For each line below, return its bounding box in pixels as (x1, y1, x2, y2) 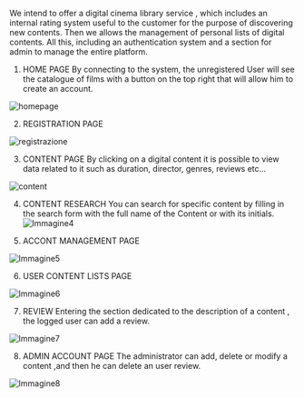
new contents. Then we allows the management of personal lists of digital (9, 27, 285, 37)
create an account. (22, 84, 93, 94)
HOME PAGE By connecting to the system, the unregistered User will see (22, 64, 295, 75)
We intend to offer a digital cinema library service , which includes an (9, 8, 268, 18)
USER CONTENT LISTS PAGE (22, 271, 132, 281)
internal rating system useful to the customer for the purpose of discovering (9, 17, 293, 28)
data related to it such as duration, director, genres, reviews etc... (22, 164, 267, 174)
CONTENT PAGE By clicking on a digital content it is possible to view (22, 154, 279, 164)
